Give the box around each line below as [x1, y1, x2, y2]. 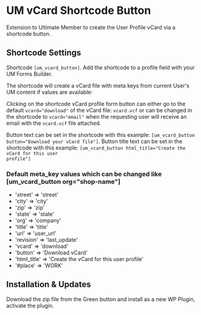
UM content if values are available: [6, 88, 93, 96]
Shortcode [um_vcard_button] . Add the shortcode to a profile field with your [6, 64, 195, 71]
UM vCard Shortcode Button [6, 4, 151, 18]
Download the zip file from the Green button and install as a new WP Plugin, [6, 295, 196, 303]
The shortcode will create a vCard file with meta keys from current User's [6, 82, 189, 89]
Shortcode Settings [6, 48, 82, 58]
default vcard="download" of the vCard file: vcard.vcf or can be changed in [6, 107, 193, 114]
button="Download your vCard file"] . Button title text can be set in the [6, 138, 183, 145]
